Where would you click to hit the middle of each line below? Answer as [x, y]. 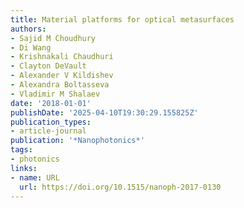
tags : [21, 150]
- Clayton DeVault [48, 66]
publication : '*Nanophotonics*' [77, 141]
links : [24, 168]
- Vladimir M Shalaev [55, 94]
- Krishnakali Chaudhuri [62, 57]
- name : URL [35, 177]
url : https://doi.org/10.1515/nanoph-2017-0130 [120, 187]
